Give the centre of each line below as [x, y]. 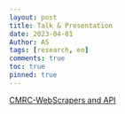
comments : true [37, 58]
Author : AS [29, 42]
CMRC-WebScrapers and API [63, 100]
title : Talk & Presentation [61, 26]
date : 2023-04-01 [41, 34]
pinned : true [33, 75]
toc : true [27, 67]
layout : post [33, 17]
